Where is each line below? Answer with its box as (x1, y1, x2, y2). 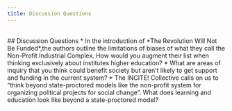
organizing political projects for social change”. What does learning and (7, 88, 212, 96)
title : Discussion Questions (7, 10, 92, 17)
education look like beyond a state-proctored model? (7, 95, 159, 104)
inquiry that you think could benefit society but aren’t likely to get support (7, 66, 217, 74)
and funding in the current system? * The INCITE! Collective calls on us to (7, 74, 219, 82)
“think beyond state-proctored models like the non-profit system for (7, 80, 201, 89)
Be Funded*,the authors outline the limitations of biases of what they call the (7, 44, 226, 52)
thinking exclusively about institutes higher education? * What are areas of (7, 58, 221, 67)
